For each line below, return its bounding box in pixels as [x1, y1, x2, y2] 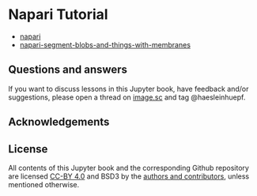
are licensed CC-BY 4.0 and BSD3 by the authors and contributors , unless [8, 171, 250, 181]
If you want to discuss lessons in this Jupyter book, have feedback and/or [8, 84, 249, 93]
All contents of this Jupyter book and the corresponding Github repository [8, 163, 249, 172]
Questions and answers [8, 63, 128, 77]
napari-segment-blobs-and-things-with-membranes [19, 40, 191, 49]
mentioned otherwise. [8, 179, 80, 189]
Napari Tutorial [8, 6, 108, 24]
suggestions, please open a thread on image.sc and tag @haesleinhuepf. [8, 92, 246, 102]
